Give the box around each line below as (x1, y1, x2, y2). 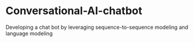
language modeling (5, 29, 53, 37)
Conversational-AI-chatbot (5, 4, 143, 18)
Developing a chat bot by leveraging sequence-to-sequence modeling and (5, 24, 189, 31)
